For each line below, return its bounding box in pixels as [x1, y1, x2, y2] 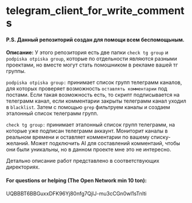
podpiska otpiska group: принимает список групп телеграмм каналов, [6, 79, 182, 86]
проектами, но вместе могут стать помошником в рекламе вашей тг [6, 61, 178, 68]
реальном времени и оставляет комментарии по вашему [6, 134, 150, 141]
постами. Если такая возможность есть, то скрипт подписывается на [6, 92, 180, 99]
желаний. [6, 140, 30, 147]
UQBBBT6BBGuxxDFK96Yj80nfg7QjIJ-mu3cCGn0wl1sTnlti [6, 190, 147, 197]
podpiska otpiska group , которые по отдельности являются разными [6, 55, 177, 62]
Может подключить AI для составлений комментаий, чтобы [30, 140, 180, 147]
